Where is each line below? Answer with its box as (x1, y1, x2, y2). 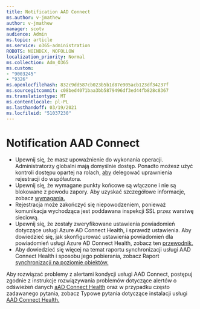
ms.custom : (6, 65, 34, 71)
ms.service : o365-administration (6, 43, 91, 49)
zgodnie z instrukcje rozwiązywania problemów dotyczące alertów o (6, 277, 177, 284)
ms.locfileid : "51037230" (6, 110, 71, 116)
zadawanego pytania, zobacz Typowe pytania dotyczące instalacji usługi (6, 290, 188, 297)
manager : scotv (6, 25, 45, 32)
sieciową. (15, 214, 39, 221)
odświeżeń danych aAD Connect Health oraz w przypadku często (6, 284, 170, 291)
